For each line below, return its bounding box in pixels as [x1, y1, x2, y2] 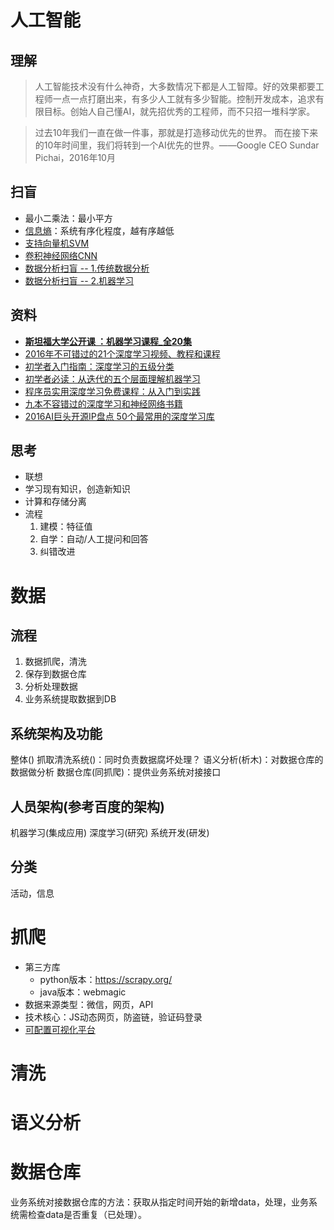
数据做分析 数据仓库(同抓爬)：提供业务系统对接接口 [10, 766, 222, 778]
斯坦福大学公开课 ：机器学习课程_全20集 [24, 335, 193, 347]
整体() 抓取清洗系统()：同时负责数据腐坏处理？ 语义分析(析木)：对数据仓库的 [10, 754, 324, 766]
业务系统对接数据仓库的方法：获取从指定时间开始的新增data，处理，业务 [10, 1196, 309, 1208]
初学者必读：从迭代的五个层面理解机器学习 [24, 372, 201, 385]
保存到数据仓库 [24, 668, 87, 680]
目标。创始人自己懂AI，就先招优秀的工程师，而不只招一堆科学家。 [43, 106, 316, 117]
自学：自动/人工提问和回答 [39, 533, 149, 545]
